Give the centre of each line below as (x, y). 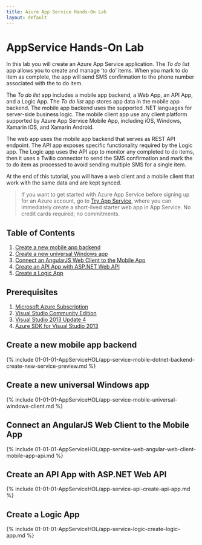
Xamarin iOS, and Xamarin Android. (50, 127)
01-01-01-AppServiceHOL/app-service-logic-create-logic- (107, 529)
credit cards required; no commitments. (70, 214)
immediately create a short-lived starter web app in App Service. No (106, 207)
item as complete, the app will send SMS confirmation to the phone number (100, 77)
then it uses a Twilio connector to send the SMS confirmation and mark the (99, 158)
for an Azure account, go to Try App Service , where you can (96, 201)
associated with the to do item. (44, 83)
